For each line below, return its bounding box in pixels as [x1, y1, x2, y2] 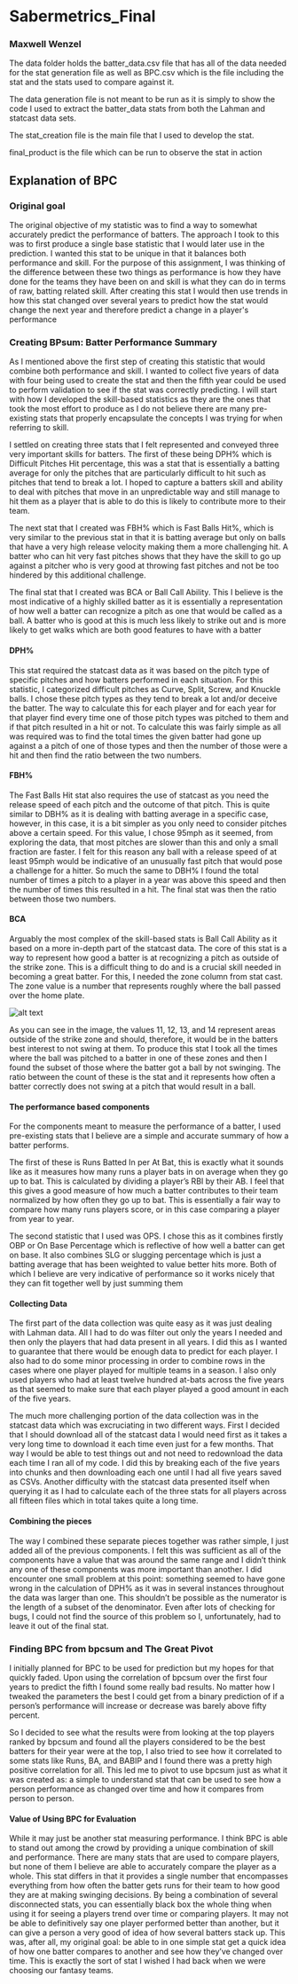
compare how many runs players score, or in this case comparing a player [9, 1204, 280, 1215]
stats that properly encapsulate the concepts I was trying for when [39, 413, 284, 423]
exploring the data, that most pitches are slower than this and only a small [9, 837, 278, 847]
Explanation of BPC [9, 173, 118, 188]
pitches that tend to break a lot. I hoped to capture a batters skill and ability [9, 477, 284, 488]
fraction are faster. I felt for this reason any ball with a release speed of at [9, 846, 278, 857]
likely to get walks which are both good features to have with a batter [9, 625, 262, 635]
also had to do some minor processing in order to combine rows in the [9, 1356, 266, 1366]
